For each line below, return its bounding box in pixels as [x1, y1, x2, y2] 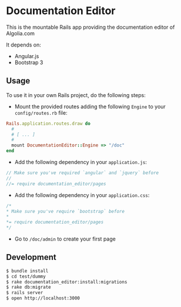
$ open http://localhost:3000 [6, 295, 81, 301]
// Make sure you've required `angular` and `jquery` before [6, 170, 159, 176]
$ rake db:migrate [6, 284, 51, 291]
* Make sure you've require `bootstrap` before [6, 208, 125, 214]
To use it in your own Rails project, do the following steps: [6, 91, 146, 98]
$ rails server [6, 290, 43, 296]
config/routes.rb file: [14, 109, 68, 116]
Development [6, 252, 57, 262]
